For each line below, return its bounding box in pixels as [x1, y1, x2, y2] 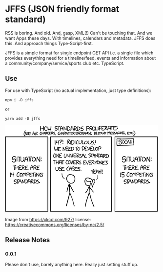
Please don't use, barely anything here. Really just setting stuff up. [5, 262, 139, 268]
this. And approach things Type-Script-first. [5, 40, 93, 46]
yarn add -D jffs [5, 116, 41, 121]
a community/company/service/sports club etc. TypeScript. [5, 60, 124, 66]
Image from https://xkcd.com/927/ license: [5, 216, 91, 222]
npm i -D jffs [5, 97, 34, 102]
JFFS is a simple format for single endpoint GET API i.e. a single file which [5, 50, 154, 56]
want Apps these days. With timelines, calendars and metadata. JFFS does [5, 35, 156, 41]
